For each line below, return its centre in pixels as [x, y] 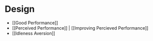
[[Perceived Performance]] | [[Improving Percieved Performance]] [80, 28]
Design [20, 9]
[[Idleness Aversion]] [34, 33]
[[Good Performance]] [35, 23]
